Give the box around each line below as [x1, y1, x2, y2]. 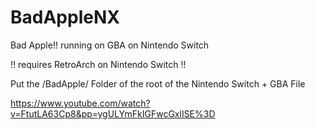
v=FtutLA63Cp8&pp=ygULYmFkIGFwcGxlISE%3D [10, 107, 216, 120]
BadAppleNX [10, 6, 120, 29]
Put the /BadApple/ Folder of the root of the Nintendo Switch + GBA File [10, 77, 306, 90]
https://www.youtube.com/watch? [10, 97, 151, 109]
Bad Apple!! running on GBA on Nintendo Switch [10, 39, 210, 51]
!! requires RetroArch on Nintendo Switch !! [10, 58, 187, 70]
